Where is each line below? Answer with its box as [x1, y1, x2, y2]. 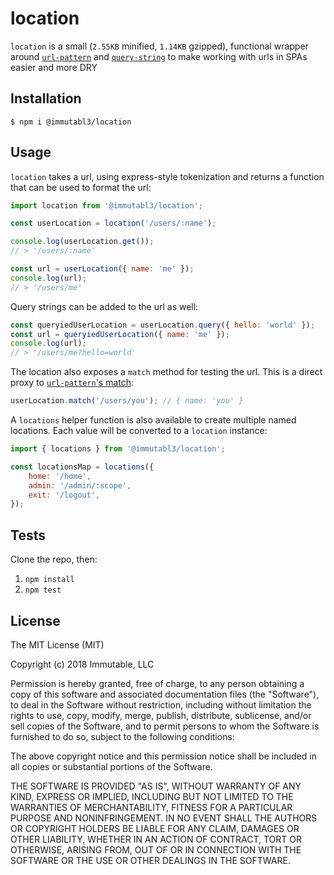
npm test [24, 585, 62, 596]
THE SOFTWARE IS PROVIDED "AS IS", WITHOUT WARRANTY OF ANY [10, 780, 302, 792]
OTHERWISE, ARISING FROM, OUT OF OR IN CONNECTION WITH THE [10, 843, 302, 856]
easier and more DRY [10, 61, 98, 73]
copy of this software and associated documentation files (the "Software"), [10, 688, 320, 700]
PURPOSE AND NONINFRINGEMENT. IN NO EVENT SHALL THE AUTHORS [10, 812, 318, 824]
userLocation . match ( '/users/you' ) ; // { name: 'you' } [10, 396, 244, 406]
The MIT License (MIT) [10, 638, 105, 651]
